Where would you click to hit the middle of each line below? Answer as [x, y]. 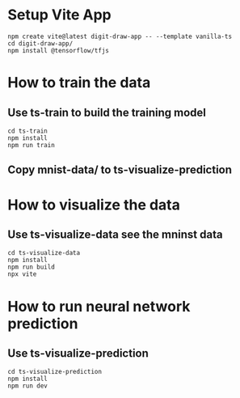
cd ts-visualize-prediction [55, 372]
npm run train [32, 145]
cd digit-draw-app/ [40, 43]
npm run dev [27, 386]
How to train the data [79, 83]
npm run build [32, 267]
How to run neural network [99, 306]
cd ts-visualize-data [44, 253]
